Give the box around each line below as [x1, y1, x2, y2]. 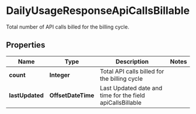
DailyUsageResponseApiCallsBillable [6, 4, 190, 17]
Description [116, 57, 149, 65]
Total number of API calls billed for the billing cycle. [6, 23, 129, 30]
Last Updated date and [100, 84, 163, 92]
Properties [6, 40, 45, 50]
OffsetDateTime [49, 91, 94, 99]
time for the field [100, 91, 145, 99]
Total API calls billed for [100, 67, 164, 75]
